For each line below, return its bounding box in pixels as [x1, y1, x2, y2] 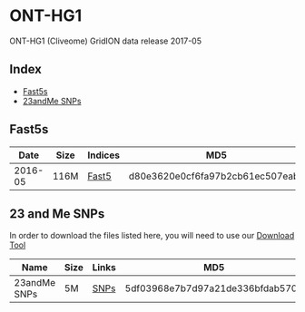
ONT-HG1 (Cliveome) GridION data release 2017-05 [9, 35, 202, 46]
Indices [87, 149, 121, 161]
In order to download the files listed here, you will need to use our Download [9, 230, 295, 241]
